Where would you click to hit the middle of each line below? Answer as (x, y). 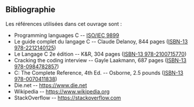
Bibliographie (31, 10)
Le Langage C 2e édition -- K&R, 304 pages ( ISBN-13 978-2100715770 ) (100, 54)
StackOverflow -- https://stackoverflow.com (67, 98)
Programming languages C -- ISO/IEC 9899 (66, 35)
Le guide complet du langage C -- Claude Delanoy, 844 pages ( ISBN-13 (101, 41)
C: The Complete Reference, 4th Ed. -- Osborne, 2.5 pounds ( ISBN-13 (98, 72)
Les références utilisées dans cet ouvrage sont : (64, 24)
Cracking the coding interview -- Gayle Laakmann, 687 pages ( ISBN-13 (100, 60)
